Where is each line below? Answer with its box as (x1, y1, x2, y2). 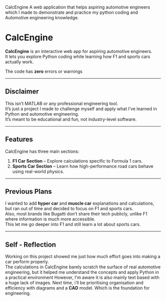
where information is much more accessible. (5, 216, 95, 222)
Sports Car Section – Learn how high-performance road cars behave (12, 163, 154, 169)
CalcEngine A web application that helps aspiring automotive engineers (5, 4, 151, 10)
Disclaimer (5, 87, 39, 96)
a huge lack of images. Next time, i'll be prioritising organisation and (5, 280, 144, 286)
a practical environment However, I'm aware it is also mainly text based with (5, 274, 160, 281)
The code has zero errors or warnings (5, 68, 83, 74)
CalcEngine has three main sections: (5, 148, 80, 154)
